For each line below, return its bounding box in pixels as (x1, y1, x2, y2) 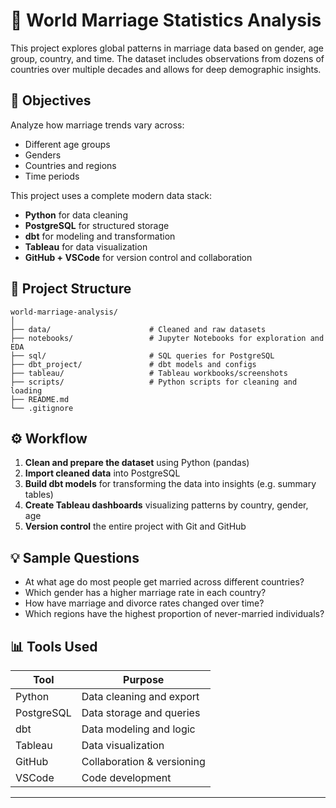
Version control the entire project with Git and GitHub (24, 520, 247, 533)
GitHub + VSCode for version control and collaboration (24, 251, 253, 263)
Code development (81, 771, 172, 784)
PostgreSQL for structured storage (24, 219, 170, 231)
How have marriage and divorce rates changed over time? (24, 597, 265, 609)
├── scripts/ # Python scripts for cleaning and (10, 377, 298, 387)
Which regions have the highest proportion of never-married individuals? (24, 608, 325, 620)
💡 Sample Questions (10, 549, 140, 566)
